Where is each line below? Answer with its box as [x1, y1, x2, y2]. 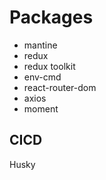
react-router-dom [23, 81, 97, 93]
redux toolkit [23, 60, 76, 72]
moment [23, 102, 59, 115]
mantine [23, 39, 58, 51]
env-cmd [23, 71, 62, 83]
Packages [9, 6, 94, 29]
